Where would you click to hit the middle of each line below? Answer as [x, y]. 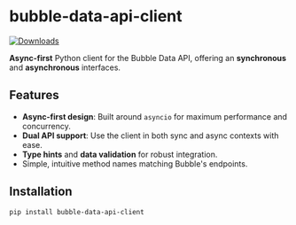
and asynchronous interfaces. [65, 67]
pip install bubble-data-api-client [77, 212]
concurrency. [46, 126]
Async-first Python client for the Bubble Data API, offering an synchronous [148, 58]
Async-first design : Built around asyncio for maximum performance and [155, 116]
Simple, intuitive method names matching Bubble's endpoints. [135, 163]
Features [34, 95]
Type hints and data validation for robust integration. [120, 154]
